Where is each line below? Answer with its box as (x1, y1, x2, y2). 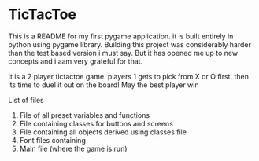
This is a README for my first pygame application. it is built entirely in (8, 31, 234, 41)
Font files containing (19, 135, 87, 145)
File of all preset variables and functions (19, 110, 150, 119)
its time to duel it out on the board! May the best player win (8, 80, 199, 90)
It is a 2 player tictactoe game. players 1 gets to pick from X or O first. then (8, 71, 250, 81)
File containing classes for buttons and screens (19, 119, 173, 128)
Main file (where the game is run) (19, 144, 128, 153)
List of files (8, 95, 45, 104)
